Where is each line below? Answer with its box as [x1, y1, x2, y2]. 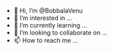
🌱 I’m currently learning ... [13, 21, 88, 29]
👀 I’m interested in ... [13, 14, 73, 22]
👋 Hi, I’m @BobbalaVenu [13, 7, 83, 14]
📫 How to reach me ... [13, 37, 78, 44]
